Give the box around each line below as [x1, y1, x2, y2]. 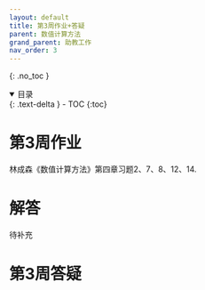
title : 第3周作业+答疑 [9, 21, 85, 30]
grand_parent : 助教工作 [9, 37, 91, 47]
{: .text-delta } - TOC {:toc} [9, 99, 108, 109]
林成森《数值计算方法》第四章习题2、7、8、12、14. [9, 164, 197, 174]
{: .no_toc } [9, 70, 50, 81]
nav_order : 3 [9, 46, 58, 55]
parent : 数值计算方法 [9, 29, 82, 38]
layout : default [9, 12, 69, 22]
